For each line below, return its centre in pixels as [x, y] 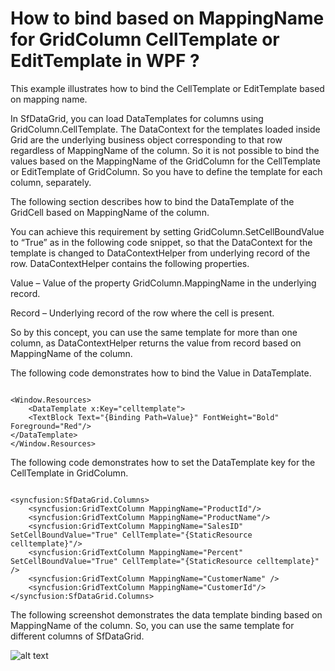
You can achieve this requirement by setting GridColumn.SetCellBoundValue [167, 231]
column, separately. [51, 182]
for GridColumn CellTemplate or [145, 39]
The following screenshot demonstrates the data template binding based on [166, 614]
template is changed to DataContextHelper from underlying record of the [160, 253]
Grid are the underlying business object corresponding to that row [146, 139]
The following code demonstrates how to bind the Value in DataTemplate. [161, 373]
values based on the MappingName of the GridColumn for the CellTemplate [166, 161]
